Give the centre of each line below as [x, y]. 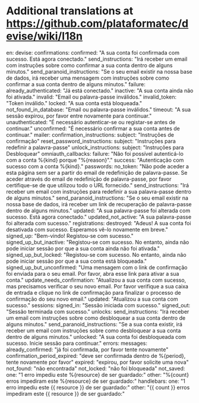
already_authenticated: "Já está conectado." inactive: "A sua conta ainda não [100, 90]
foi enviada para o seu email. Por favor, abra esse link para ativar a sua [93, 273]
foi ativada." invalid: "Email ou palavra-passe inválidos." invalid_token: [91, 97]
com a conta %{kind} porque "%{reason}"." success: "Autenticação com [95, 160]
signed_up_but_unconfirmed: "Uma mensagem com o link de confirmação [97, 267]
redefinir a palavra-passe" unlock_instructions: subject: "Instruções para [95, 147]
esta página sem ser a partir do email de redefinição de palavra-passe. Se [97, 172]
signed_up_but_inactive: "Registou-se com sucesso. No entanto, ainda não [98, 242]
